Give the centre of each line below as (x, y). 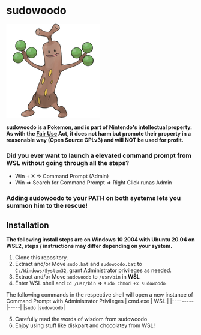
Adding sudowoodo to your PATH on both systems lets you (94, 198)
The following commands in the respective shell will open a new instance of (100, 294)
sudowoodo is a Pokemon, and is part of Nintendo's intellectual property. (99, 127)
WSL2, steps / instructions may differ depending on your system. (89, 246)
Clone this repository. (41, 257)
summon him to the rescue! (47, 206)
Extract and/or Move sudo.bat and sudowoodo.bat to (78, 264)
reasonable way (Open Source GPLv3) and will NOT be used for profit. (95, 140)
